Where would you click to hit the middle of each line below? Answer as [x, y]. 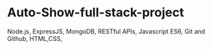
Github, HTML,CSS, [35, 38]
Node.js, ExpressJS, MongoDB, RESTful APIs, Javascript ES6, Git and [106, 31]
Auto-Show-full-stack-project [96, 13]
